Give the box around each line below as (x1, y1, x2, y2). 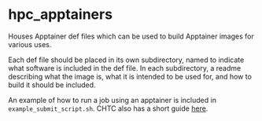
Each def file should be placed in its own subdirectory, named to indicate (8, 55, 245, 64)
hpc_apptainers (8, 5, 113, 24)
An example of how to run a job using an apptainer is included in (8, 95, 216, 104)
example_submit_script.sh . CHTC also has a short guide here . (8, 104, 208, 113)
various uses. (8, 39, 52, 49)
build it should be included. (8, 80, 96, 90)
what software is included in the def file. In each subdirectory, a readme (8, 63, 242, 72)
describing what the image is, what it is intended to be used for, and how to (8, 71, 252, 81)
